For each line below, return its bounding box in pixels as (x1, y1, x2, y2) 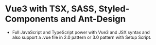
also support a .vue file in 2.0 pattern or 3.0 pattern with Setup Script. (12, 34, 152, 40)
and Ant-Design (60, 13, 126, 24)
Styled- (99, 3, 130, 14)
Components (5, 13, 59, 24)
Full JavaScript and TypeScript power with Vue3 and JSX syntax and (12, 29, 150, 35)
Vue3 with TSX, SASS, (5, 3, 97, 14)
